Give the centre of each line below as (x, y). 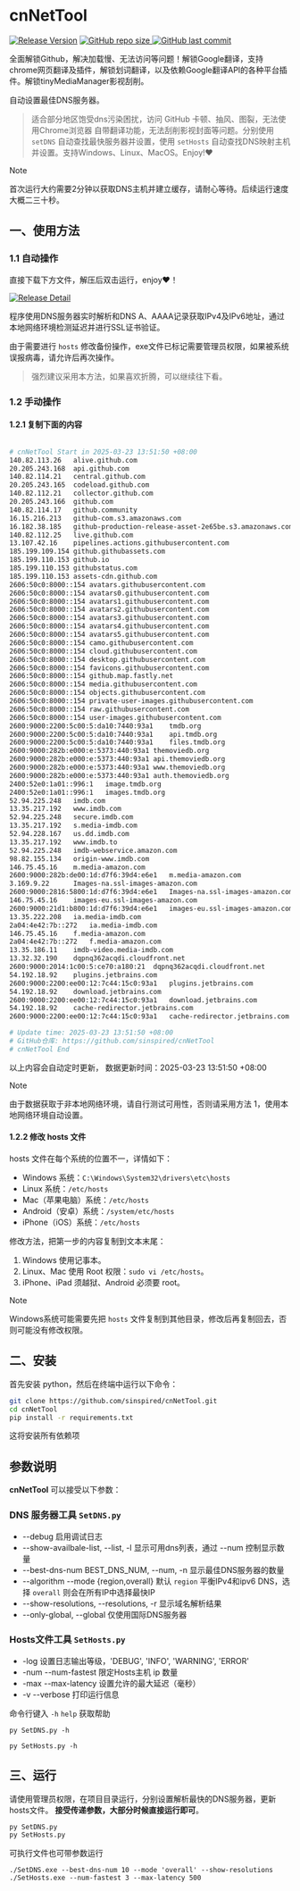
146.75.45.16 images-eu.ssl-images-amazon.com (104, 900)
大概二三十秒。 (37, 200)
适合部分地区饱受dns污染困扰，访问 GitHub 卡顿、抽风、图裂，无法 (154, 119)
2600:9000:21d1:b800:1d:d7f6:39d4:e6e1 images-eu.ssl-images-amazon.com (151, 908)
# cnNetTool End (39, 1049)
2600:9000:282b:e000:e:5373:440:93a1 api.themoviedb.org (117, 759)
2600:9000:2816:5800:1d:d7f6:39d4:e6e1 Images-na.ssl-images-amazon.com (151, 892)
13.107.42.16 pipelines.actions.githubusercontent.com (119, 543)
